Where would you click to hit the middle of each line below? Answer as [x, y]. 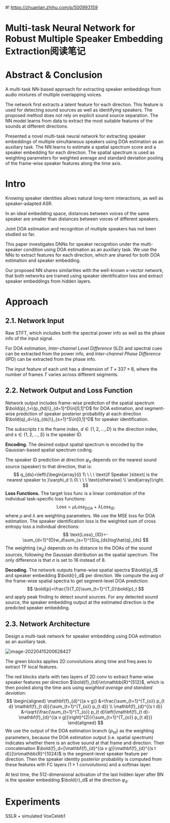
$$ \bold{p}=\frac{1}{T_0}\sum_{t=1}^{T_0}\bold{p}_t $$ [86, 589]
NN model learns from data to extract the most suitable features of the [79, 121]
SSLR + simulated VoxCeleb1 [35, 816]
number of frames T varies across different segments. [62, 375]
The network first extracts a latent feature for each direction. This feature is [84, 105]
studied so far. [20, 234]
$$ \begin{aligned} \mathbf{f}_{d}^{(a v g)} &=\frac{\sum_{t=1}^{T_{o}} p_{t [86, 701]
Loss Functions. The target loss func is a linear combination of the [75, 493]
